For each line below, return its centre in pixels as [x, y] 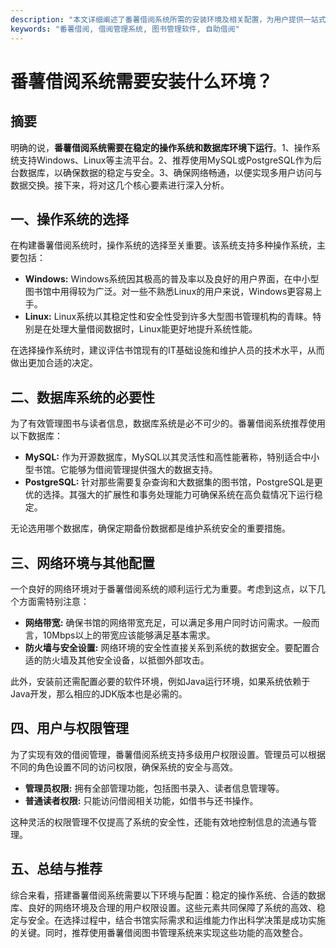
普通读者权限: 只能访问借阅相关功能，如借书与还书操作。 [141, 800]
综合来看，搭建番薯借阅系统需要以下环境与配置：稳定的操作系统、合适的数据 [168, 895]
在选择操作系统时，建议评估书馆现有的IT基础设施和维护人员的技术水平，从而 [167, 350]
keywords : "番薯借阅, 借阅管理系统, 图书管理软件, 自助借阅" [125, 29]
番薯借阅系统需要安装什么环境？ [142, 81]
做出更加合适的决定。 [54, 363]
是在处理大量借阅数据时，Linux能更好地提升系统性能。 [145, 329]
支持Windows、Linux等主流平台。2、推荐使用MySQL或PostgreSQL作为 [165, 160]
